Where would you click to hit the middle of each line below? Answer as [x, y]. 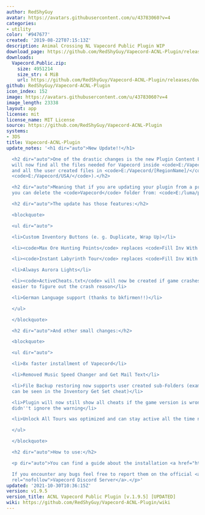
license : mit [23, 114]
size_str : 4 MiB [38, 74]
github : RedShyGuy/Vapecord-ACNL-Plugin [59, 86]
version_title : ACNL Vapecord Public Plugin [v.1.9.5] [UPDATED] [91, 497]
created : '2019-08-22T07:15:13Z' [49, 40]
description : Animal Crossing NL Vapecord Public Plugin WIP [86, 46]
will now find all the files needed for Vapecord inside [86, 165]
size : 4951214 [35, 69]
